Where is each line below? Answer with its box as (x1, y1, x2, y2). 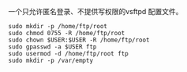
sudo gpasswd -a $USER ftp (8, 43, 97, 51)
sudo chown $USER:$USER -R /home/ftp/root (8, 36, 150, 44)
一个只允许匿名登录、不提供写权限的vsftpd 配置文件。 (8, 7, 183, 16)
